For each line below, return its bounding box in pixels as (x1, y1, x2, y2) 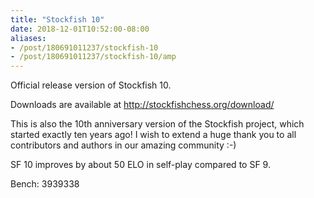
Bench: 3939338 (10, 178, 80, 190)
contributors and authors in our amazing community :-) (10, 139, 237, 151)
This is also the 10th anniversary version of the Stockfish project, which (10, 118, 305, 130)
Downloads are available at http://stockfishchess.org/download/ (10, 99, 275, 111)
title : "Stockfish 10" (10, 14, 105, 25)
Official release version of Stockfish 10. (10, 79, 172, 91)
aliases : (10, 33, 47, 43)
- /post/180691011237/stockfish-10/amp (10, 52, 177, 62)
